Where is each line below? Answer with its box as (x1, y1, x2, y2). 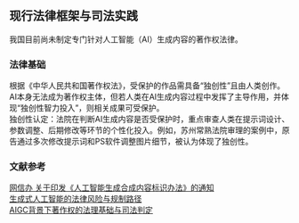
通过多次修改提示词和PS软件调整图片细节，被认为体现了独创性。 (16, 136, 254, 147)
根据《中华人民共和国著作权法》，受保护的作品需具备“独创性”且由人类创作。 (9, 80, 286, 91)
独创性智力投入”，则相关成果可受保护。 (20, 103, 165, 113)
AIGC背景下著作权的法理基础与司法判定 (9, 204, 154, 216)
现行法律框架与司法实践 (9, 8, 138, 24)
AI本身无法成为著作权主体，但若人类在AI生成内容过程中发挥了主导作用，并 (9, 92, 282, 103)
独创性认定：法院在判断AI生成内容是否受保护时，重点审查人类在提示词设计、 (9, 114, 290, 125)
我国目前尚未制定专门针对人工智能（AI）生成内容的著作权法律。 (9, 34, 243, 45)
